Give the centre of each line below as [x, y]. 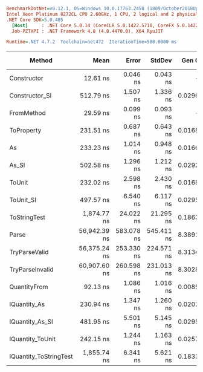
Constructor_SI [31, 96]
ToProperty [25, 131]
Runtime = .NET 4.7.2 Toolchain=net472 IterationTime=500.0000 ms [92, 42]
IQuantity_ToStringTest [41, 356]
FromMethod [28, 113]
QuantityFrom [29, 287]
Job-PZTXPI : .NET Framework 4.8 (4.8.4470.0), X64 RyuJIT [88, 31]
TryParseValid [29, 252]
